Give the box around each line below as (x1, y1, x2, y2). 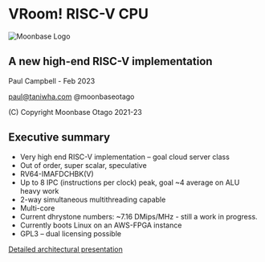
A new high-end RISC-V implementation (8, 55, 213, 68)
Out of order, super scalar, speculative (19, 160, 147, 170)
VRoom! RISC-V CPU (8, 5, 149, 23)
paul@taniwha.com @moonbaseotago (8, 92, 135, 101)
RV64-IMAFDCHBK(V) (19, 169, 94, 178)
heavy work (19, 186, 59, 195)
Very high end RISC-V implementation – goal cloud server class (19, 152, 230, 162)
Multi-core (19, 203, 55, 213)
